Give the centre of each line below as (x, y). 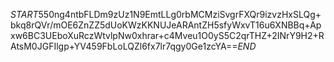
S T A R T (24, 14)
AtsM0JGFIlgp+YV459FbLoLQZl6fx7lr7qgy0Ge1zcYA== (124, 46)
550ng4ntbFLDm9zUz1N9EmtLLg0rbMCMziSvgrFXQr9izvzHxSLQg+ (180, 14)
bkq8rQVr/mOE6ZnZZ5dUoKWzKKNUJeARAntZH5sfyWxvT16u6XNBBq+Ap (166, 25)
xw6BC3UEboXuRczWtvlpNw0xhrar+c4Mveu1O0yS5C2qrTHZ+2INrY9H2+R (167, 35)
